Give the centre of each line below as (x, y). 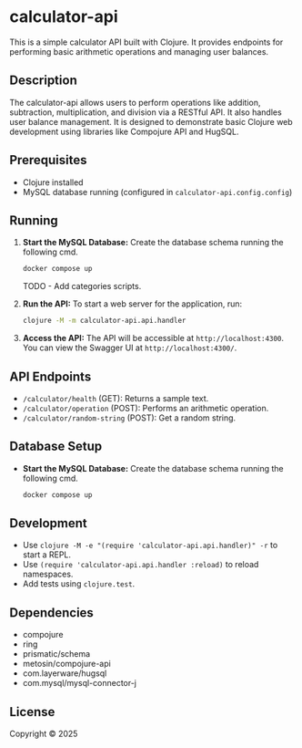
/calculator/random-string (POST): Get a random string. (129, 418)
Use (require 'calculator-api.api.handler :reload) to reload (141, 565)
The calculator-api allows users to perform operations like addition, (135, 102)
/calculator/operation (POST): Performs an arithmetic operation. (146, 408)
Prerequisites (48, 160)
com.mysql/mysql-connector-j (80, 683)
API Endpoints (50, 376)
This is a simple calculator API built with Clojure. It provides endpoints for (146, 42)
